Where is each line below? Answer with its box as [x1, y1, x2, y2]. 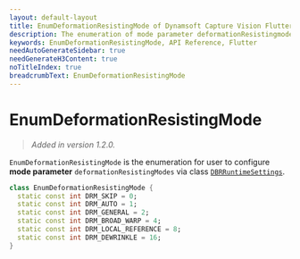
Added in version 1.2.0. [30, 139, 116, 150]
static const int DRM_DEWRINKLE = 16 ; [17, 233, 162, 242]
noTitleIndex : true [9, 63, 82, 72]
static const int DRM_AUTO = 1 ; [17, 200, 138, 209]
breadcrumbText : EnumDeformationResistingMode [9, 71, 186, 80]
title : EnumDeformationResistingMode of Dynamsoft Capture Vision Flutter [9, 21, 294, 30]
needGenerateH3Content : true [9, 54, 118, 63]
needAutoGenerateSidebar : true [9, 46, 126, 55]
